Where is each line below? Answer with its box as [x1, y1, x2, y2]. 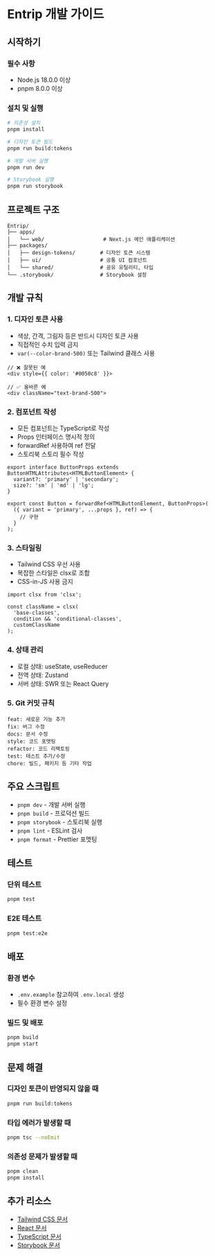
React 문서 [17, 1223, 47, 1232]
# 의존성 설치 [7, 119, 41, 127]
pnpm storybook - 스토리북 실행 [17, 817, 102, 826]
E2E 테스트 [7, 914, 42, 923]
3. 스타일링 [7, 543, 42, 552]
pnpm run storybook [7, 183, 64, 190]
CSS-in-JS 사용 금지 [17, 577, 74, 586]
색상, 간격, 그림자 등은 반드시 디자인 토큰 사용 [17, 331, 140, 340]
